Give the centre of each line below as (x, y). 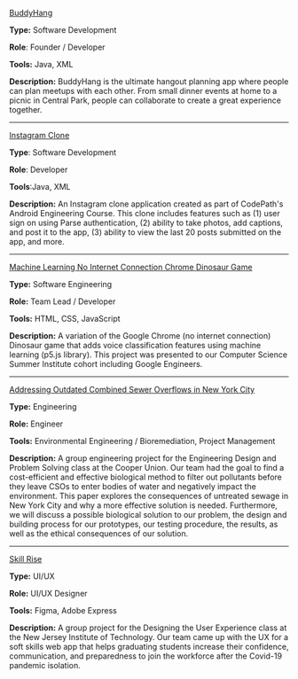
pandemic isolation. (45, 665)
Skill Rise (26, 559)
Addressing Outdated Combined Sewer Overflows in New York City (132, 390)
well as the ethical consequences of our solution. (99, 534)
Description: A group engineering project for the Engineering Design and (143, 458)
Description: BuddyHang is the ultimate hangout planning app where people (149, 82)
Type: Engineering (43, 406)
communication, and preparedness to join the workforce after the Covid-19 (145, 656)
